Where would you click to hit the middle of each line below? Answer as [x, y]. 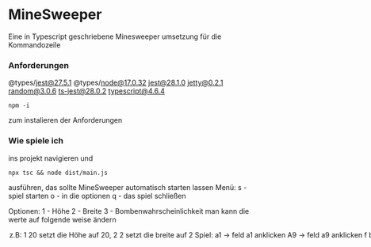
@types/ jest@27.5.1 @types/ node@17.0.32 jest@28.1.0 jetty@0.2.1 [116, 83]
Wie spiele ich [36, 141]
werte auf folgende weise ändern [62, 219]
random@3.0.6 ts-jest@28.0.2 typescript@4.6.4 [86, 91]
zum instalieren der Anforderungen [65, 120]
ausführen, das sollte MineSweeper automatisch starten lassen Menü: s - [128, 187]
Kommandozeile [34, 44]
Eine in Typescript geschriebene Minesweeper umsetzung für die [115, 36]
